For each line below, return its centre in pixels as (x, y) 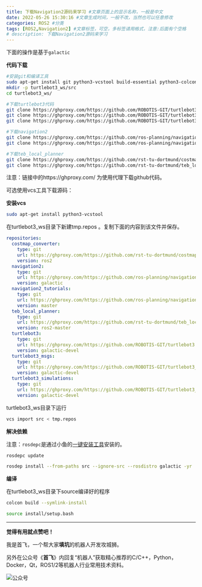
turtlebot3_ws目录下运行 (36, 407)
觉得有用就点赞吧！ (30, 532)
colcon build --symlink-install (47, 503)
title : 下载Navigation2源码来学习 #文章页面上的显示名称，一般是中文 (85, 12)
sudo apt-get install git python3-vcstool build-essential (82, 82)
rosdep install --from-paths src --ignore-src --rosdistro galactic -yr (99, 466)
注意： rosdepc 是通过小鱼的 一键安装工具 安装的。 (66, 444)
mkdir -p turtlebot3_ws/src (41, 87)
